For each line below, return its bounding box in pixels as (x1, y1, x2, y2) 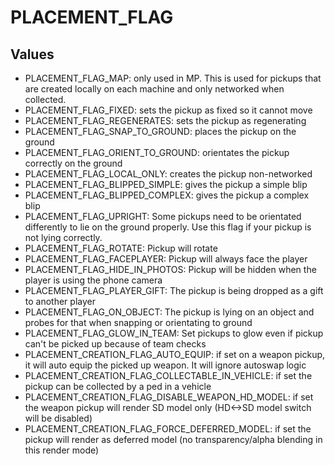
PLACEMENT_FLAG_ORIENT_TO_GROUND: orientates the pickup (24, 147, 290, 158)
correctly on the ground (24, 157, 123, 169)
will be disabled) (24, 412, 93, 424)
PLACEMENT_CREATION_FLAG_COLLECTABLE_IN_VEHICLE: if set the (24, 370, 313, 381)
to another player (24, 296, 96, 307)
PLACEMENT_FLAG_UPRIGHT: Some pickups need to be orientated (24, 211, 302, 222)
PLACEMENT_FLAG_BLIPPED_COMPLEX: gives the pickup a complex (24, 189, 310, 201)
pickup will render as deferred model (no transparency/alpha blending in (24, 434, 323, 445)
